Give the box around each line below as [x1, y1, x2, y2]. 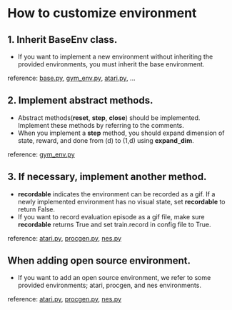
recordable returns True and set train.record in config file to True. [17, 220, 212, 229]
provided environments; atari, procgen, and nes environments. [17, 281, 202, 290]
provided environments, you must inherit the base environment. [17, 60, 205, 69]
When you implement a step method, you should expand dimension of [17, 129, 225, 137]
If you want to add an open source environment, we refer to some [17, 274, 211, 282]
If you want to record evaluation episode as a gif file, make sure [17, 212, 205, 221]
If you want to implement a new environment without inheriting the [17, 52, 213, 61]
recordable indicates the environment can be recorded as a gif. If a [17, 189, 216, 198]
